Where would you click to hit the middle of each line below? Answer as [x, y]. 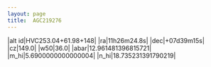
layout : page [27, 14]
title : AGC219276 [34, 20]
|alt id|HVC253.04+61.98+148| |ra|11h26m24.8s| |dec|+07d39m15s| [106, 40]
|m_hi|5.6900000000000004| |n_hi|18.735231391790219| [92, 55]
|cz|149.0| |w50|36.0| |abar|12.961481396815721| [80, 48]
